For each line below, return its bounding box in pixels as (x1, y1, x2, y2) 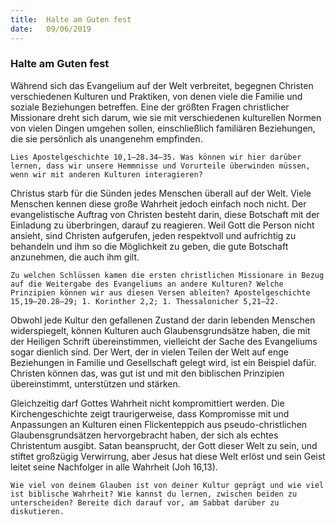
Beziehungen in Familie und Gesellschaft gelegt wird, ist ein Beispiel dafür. (10, 356, 317, 368)
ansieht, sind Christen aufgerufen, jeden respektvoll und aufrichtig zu (10, 229, 297, 241)
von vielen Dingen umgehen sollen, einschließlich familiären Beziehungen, (10, 122, 316, 134)
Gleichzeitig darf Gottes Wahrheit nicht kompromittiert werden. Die (10, 397, 285, 409)
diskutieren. (10, 506, 65, 516)
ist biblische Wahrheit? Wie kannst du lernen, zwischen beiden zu (10, 489, 298, 499)
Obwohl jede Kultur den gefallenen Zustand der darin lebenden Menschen (10, 314, 316, 326)
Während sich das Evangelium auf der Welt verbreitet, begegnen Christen (10, 79, 314, 91)
